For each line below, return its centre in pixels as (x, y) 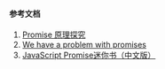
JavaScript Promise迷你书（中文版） (89, 55)
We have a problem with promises (84, 45)
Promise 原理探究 (54, 34)
